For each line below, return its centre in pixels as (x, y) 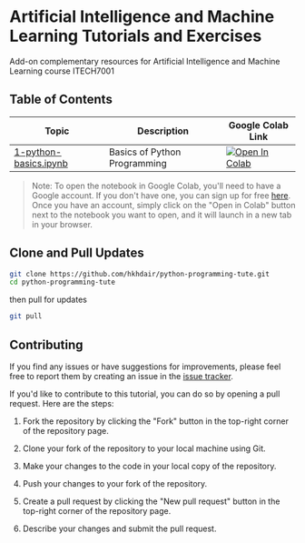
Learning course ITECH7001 (62, 71)
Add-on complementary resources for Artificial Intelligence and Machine (145, 61)
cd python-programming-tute (63, 282)
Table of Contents (61, 100)
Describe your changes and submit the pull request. (119, 528)
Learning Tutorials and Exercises (136, 36)
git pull (26, 317)
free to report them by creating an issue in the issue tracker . (122, 376)
